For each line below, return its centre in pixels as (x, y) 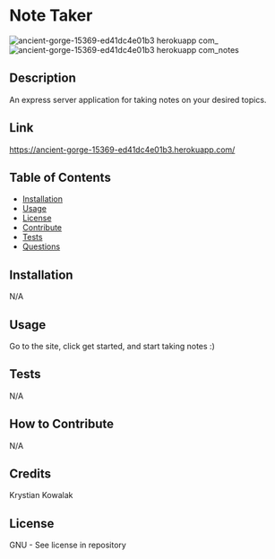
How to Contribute (62, 424)
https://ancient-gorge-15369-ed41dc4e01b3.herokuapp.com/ (122, 150)
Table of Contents (60, 177)
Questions (41, 246)
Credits (30, 474)
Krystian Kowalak (41, 495)
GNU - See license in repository (68, 545)
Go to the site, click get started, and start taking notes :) (112, 346)
